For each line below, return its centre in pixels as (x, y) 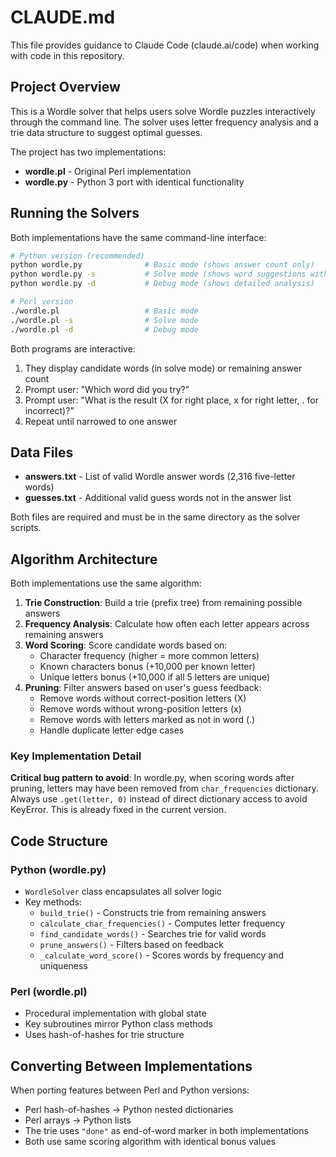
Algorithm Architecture (84, 559)
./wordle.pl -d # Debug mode (104, 329)
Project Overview (65, 87)
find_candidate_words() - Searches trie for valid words (153, 934)
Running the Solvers (75, 213)
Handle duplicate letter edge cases (112, 730)
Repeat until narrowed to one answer (101, 421)
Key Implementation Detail (76, 756)
